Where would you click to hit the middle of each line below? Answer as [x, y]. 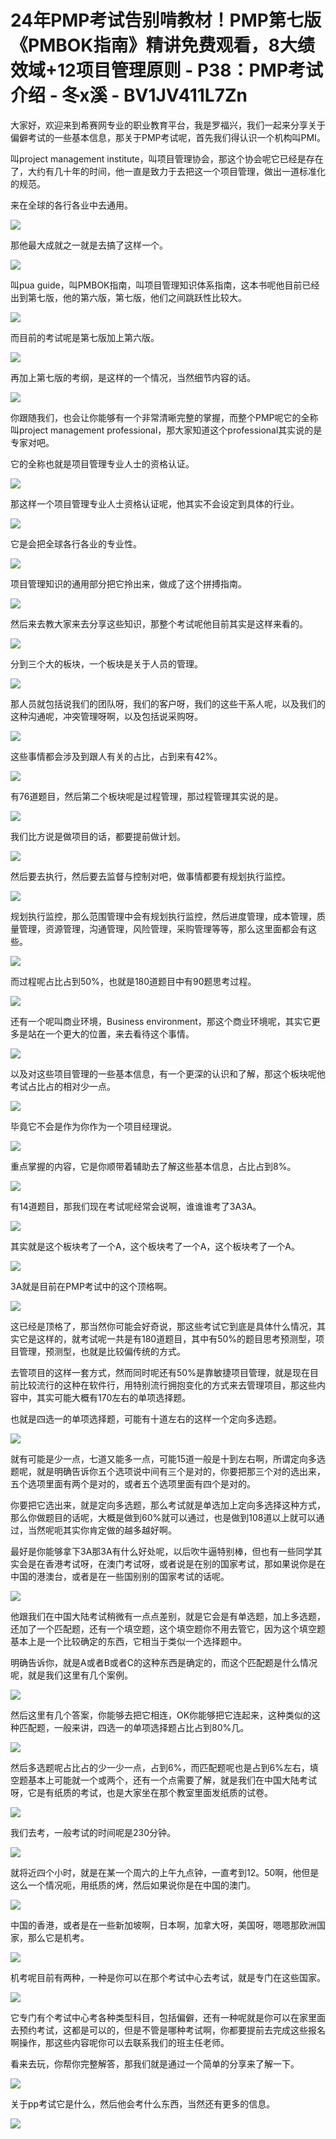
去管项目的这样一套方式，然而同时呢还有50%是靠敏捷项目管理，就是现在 [160, 1372]
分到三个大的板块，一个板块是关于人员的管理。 [106, 663]
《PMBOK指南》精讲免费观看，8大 [154, 45]
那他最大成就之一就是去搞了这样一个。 [89, 245]
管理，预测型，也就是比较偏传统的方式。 [102, 1351]
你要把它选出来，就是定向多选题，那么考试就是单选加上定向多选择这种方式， [168, 1505]
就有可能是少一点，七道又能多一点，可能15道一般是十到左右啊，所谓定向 [159, 1458]
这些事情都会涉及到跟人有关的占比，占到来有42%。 [116, 756]
